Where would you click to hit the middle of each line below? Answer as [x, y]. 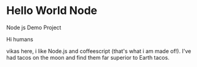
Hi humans [20, 39]
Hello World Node [52, 11]
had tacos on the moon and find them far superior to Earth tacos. [88, 57]
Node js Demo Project [34, 27]
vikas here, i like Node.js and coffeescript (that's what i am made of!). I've [99, 51]
